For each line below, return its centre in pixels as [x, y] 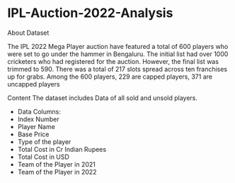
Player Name [36, 126]
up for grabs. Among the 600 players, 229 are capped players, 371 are [110, 77]
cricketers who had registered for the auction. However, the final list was [113, 61]
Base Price [33, 134]
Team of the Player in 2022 [57, 172]
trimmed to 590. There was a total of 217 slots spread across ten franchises [117, 69]
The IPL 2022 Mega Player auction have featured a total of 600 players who [118, 46]
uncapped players [34, 84]
